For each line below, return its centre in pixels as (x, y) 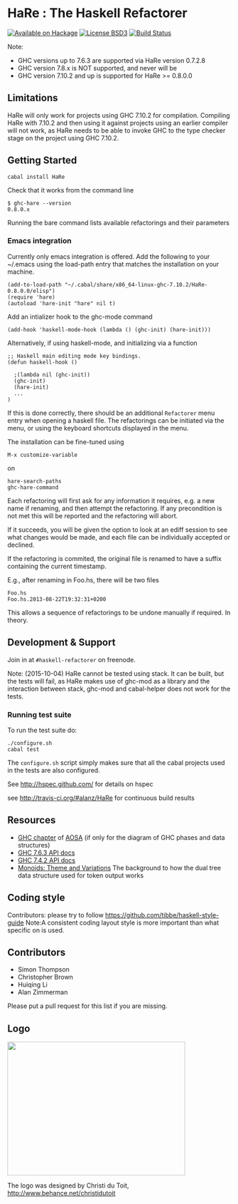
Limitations (33, 98)
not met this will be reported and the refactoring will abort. (93, 515)
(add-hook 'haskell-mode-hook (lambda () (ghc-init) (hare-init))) (109, 329)
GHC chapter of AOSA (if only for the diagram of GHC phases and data (121, 837)
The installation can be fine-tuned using (66, 442)
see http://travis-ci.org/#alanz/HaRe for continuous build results (101, 798)
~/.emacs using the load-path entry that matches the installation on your (113, 264)
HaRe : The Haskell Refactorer (97, 13)
